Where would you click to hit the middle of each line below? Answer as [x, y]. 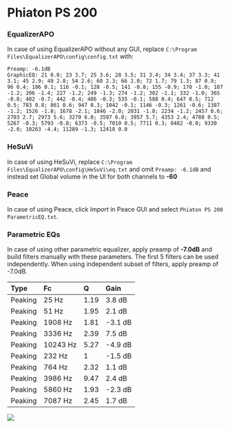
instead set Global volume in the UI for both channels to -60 [92, 176]
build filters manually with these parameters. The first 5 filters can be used [113, 257]
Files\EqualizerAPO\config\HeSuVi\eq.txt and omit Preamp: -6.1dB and [109, 169]
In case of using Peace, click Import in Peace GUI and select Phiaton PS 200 [115, 210]
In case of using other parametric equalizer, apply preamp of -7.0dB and [109, 249]
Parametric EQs [34, 234]
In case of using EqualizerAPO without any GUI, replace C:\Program [102, 49]
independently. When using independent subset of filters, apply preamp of [113, 264]
